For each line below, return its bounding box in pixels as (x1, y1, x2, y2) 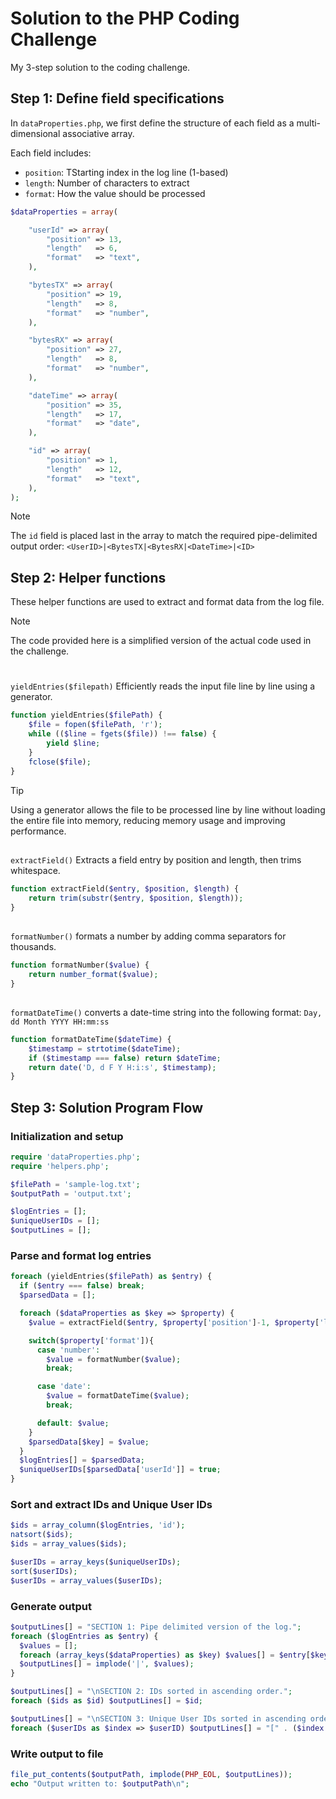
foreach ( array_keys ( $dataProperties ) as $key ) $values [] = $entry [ (19, 1650, 311, 1660)
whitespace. (10, 864, 61, 876)
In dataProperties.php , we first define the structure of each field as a (10, 117, 295, 129)
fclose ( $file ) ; (28, 757, 92, 767)
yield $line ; (46, 738, 101, 748)
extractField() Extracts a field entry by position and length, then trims (10, 853, 302, 866)
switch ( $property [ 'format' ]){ (28, 1335, 155, 1346)
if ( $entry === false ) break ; (19, 1281, 145, 1291)
